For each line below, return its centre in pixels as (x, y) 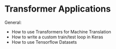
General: (13, 22)
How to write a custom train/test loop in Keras (57, 37)
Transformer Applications (58, 9)
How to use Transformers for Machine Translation (61, 32)
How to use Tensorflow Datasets (44, 42)
